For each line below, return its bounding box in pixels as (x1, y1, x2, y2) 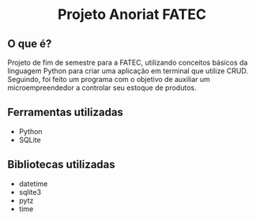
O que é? (7, 37, 52, 50)
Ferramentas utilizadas (7, 106, 124, 119)
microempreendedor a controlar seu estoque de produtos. (7, 83, 197, 92)
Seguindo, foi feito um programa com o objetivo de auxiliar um (7, 75, 211, 84)
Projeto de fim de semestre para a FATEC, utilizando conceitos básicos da (7, 58, 248, 67)
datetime (18, 179, 48, 188)
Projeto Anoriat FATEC (57, 6, 207, 24)
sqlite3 (18, 187, 41, 196)
